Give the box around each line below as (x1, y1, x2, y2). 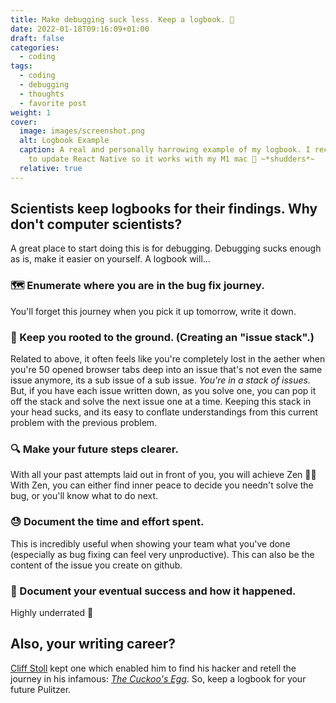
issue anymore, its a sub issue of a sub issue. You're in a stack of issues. (10, 374, 311, 386)
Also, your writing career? (10, 636, 177, 653)
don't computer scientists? (10, 216, 183, 233)
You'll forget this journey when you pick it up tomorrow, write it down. (10, 305, 297, 317)
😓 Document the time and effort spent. (10, 515, 205, 529)
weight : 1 (10, 107, 52, 118)
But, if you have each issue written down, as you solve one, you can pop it (10, 385, 317, 397)
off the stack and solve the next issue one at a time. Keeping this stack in (10, 396, 312, 408)
